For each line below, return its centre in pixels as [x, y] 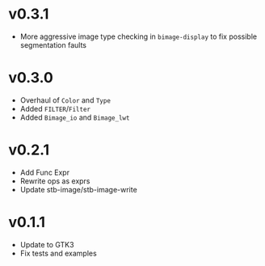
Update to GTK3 [47, 244]
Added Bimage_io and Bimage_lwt [75, 117]
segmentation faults [53, 44]
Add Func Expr [45, 172]
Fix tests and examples [58, 253]
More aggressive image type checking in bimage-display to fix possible [138, 36]
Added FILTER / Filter [55, 108]
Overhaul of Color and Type [65, 100]
